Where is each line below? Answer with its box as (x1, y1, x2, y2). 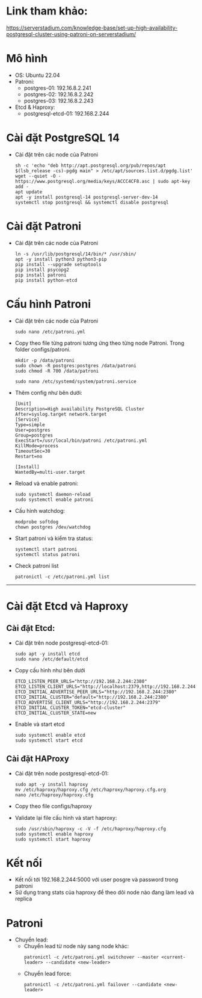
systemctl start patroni (14, 546, 78, 552)
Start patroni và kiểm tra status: (14, 535, 93, 542)
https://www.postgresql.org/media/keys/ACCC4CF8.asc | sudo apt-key (14, 178, 191, 184)
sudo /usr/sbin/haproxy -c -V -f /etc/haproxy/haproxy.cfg (14, 826, 167, 832)
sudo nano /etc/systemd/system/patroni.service (14, 378, 136, 385)
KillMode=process (14, 442, 59, 449)
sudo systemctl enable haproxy (14, 831, 94, 837)
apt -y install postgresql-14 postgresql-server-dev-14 (14, 194, 158, 200)
